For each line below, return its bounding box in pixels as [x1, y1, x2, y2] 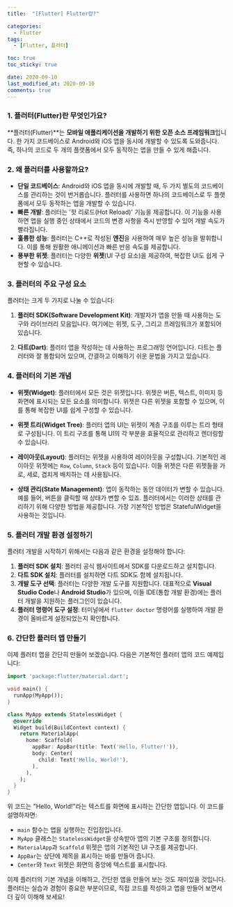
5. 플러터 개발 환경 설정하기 [7, 530, 93, 539]
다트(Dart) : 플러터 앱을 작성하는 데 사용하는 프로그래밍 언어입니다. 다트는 [17, 343, 215, 352]
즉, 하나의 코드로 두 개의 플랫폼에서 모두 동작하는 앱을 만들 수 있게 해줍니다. [7, 145, 211, 154]
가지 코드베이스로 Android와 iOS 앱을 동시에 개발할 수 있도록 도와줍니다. [23, 136, 219, 145]
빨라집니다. [17, 226, 48, 234]
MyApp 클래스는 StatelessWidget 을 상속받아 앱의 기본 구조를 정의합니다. [17, 835, 212, 843]
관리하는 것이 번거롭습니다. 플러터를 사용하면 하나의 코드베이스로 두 [30, 191, 213, 199]
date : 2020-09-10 [7, 74, 58, 81]
